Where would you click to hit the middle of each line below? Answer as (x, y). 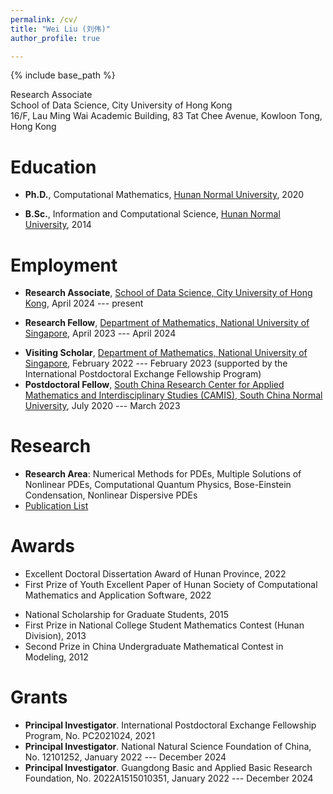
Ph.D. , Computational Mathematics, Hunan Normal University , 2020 (164, 195)
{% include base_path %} (63, 75)
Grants (39, 697)
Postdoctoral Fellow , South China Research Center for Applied (154, 385)
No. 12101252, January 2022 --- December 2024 (125, 757)
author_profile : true (55, 38)
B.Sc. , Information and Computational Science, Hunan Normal (152, 214)
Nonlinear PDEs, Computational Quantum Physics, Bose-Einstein (158, 485)
